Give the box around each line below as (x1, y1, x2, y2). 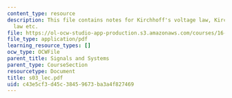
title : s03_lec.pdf (7, 74, 64, 81)
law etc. (13, 23, 39, 30)
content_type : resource (7, 10, 76, 17)
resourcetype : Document (7, 68, 76, 75)
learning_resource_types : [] (7, 42, 91, 49)
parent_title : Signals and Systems (7, 55, 110, 62)
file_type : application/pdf (7, 36, 88, 43)
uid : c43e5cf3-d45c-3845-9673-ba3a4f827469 (7, 81, 135, 88)
